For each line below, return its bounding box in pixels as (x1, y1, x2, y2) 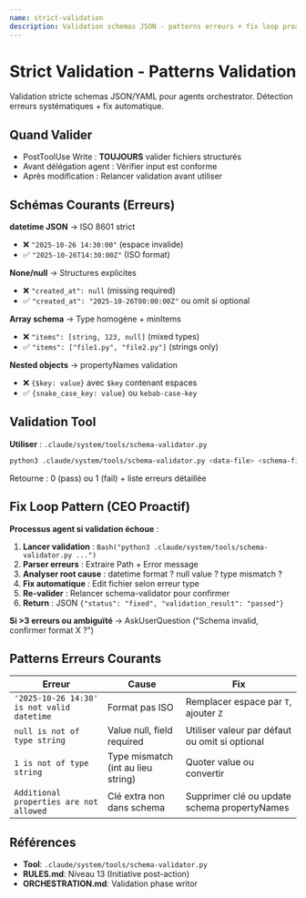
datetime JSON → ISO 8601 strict (9, 221, 136, 232)
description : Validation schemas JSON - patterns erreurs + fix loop (9, 22, 280, 31)
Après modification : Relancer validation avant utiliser (22, 170, 223, 182)
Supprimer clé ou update (185, 790, 291, 802)
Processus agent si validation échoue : (9, 523, 159, 534)
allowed (14, 806, 47, 816)
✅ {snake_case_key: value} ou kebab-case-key (22, 388, 198, 399)
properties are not (14, 797, 98, 807)
